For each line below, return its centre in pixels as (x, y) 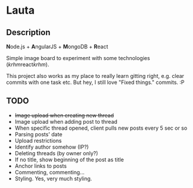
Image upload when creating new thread (64, 115)
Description (28, 32)
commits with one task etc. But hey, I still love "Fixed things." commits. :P (96, 82)
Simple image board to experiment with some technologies (78, 58)
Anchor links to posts (41, 166)
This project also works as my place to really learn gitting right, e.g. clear (95, 76)
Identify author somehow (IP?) (52, 147)
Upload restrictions (38, 140)
